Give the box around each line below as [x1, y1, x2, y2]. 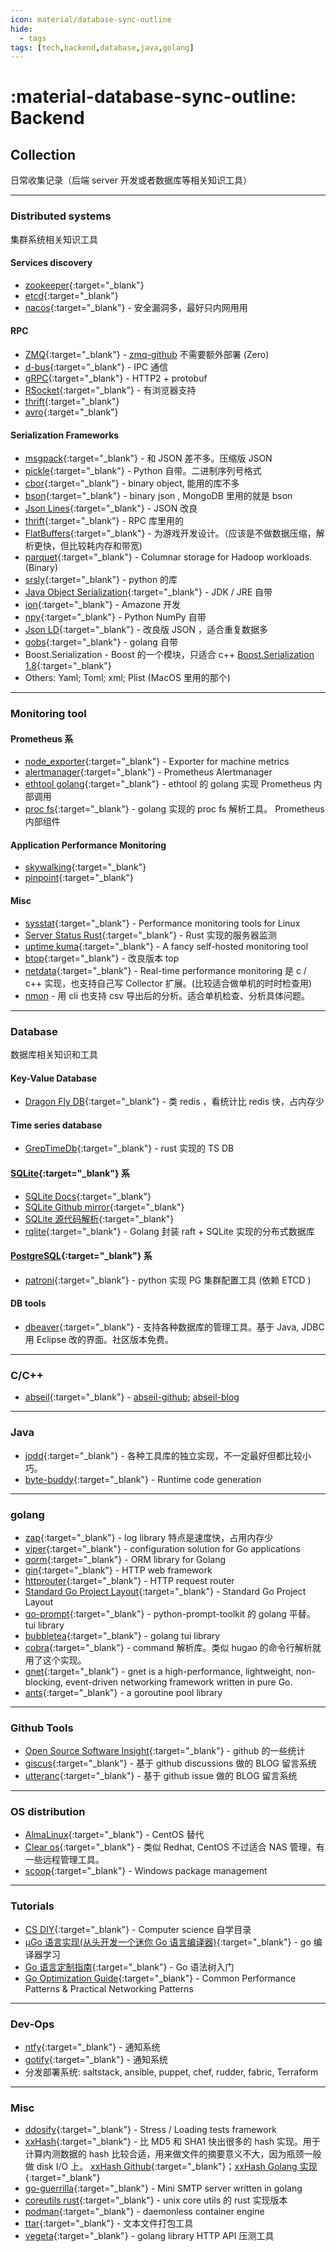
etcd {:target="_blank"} [24, 289, 119, 301]
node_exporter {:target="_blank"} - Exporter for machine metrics [24, 756, 290, 768]
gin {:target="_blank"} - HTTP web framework [24, 1564, 213, 1576]
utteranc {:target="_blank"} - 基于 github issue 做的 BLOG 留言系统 [24, 1770, 298, 1782]
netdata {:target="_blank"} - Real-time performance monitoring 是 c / [24, 964, 307, 976]
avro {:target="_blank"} [24, 406, 119, 418]
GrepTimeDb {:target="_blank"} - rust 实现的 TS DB [24, 1142, 235, 1155]
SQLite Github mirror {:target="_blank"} [24, 1201, 185, 1213]
